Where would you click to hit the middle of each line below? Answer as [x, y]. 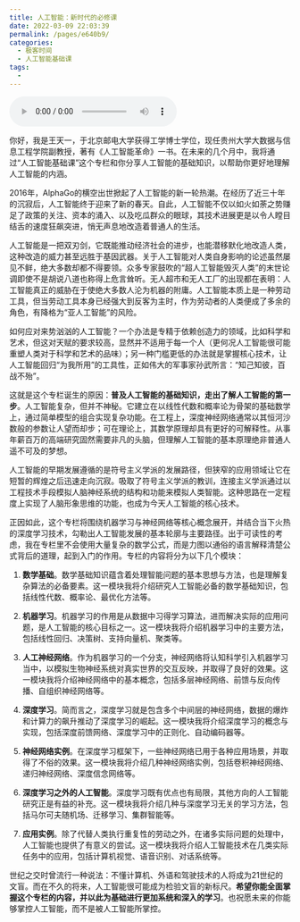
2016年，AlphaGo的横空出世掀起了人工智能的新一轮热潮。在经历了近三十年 [147, 192]
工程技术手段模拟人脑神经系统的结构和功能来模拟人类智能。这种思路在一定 [146, 491]
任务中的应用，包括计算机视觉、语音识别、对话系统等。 [124, 856]
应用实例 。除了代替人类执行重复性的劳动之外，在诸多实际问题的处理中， [155, 834]
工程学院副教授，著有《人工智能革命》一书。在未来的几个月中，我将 [142, 151]
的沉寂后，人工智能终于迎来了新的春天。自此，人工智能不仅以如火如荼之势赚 [150, 204]
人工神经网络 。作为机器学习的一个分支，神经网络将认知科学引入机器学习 [155, 657]
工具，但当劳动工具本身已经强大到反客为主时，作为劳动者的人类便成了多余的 [150, 301]
